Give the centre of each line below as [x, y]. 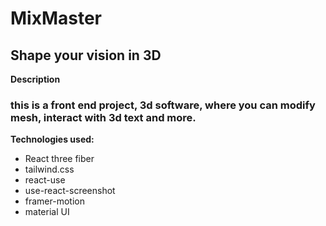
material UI [47, 212]
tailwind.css [49, 169]
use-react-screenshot [70, 191]
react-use [45, 180]
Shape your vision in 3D [86, 55]
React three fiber [59, 159]
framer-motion [54, 201]
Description [35, 79]
